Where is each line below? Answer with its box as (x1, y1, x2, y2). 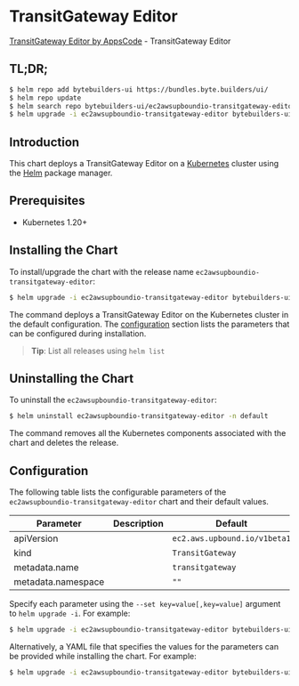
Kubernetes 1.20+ (21, 216, 87, 228)
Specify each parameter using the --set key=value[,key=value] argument (9, 599, 281, 609)
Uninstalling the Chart (9, 371, 134, 386)
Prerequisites (9, 193, 85, 208)
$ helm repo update (9, 93, 82, 102)
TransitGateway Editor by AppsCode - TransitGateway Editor (9, 36, 231, 46)
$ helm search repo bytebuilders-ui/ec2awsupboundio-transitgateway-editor (9, 101, 296, 110)
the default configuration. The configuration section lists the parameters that (9, 319, 290, 329)
